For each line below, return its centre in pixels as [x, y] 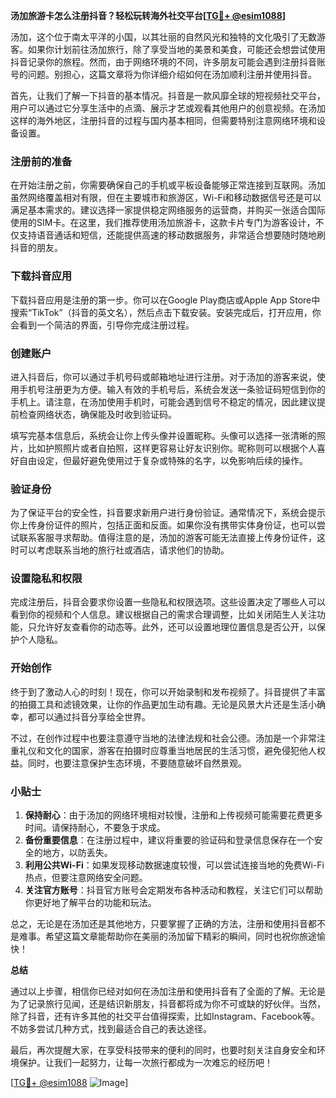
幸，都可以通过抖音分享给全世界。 [80, 716]
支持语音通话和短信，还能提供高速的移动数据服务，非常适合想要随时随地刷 [172, 235]
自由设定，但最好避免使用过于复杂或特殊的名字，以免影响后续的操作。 [163, 460]
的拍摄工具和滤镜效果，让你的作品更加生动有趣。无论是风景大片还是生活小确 [168, 704]
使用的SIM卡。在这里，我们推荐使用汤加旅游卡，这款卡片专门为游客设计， [163, 223]
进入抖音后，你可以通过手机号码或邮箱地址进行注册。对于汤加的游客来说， [163, 376]
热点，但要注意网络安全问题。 [86, 878]
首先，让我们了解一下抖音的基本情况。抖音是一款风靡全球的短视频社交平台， [168, 95]
